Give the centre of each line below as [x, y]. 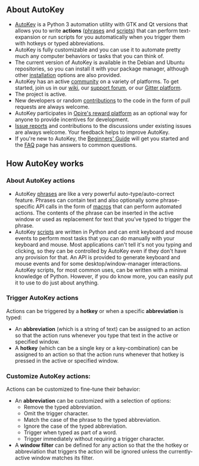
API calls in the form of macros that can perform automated [108, 206]
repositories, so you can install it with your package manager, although [102, 69]
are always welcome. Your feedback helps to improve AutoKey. [92, 132]
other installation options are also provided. [68, 75]
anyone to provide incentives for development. [72, 119]
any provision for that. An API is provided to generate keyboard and [97, 257]
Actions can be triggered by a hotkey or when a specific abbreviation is [95, 311]
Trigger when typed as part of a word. [70, 433]
